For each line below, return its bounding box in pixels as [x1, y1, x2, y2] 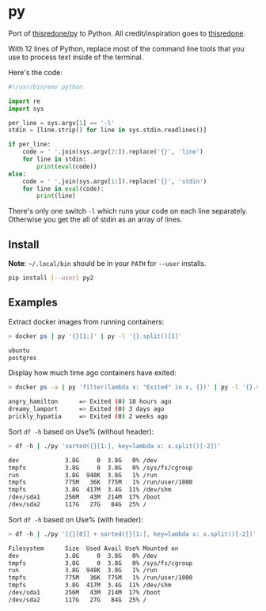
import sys [8, 104, 44, 112]
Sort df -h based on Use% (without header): [8, 427, 154, 436]
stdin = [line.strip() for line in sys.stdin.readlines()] [8, 126, 207, 135]
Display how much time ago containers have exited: [8, 368, 177, 378]
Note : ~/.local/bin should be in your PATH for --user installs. [8, 259, 207, 268]
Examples [8, 296, 58, 309]
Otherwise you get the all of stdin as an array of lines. [8, 214, 183, 224]
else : [8, 169, 26, 178]
